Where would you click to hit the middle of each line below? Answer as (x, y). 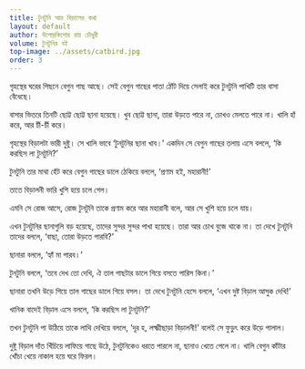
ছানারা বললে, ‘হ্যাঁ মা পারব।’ (46, 255)
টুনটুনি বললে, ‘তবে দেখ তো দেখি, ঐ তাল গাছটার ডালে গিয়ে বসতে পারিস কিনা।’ (112, 273)
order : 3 (26, 60)
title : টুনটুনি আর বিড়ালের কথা (53, 18)
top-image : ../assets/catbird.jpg (75, 52)
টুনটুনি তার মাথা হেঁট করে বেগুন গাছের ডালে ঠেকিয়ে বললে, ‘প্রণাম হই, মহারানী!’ (110, 171)
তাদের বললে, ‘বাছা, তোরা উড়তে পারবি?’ (62, 236)
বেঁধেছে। (21, 96)
